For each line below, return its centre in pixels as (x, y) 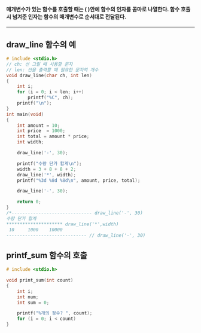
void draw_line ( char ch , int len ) (49, 75)
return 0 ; (29, 202)
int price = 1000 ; (41, 131)
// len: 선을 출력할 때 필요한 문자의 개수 (52, 70)
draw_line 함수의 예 (41, 45)
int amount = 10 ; (39, 126)
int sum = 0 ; (33, 303)
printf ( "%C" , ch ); (51, 98)
